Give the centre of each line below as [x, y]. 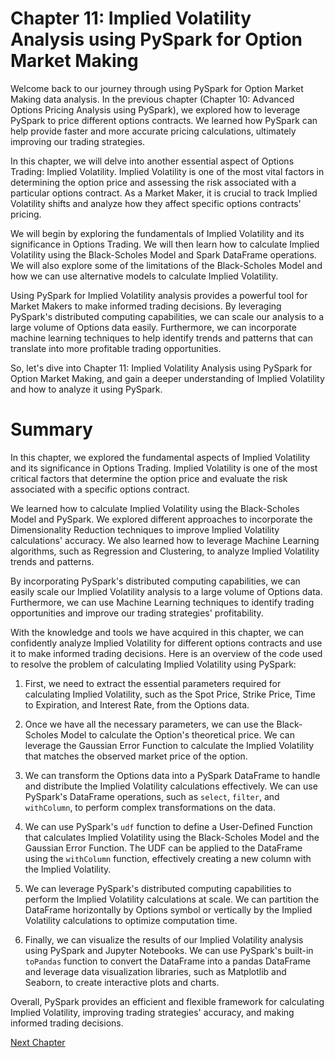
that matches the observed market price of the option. [136, 756]
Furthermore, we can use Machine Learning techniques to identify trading [162, 602]
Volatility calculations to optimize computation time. [131, 920]
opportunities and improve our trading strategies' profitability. [137, 613]
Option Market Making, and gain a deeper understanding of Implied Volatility [167, 378]
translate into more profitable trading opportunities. [116, 348]
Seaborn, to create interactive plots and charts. [122, 982]
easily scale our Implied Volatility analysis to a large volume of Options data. [166, 591]
